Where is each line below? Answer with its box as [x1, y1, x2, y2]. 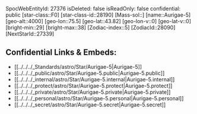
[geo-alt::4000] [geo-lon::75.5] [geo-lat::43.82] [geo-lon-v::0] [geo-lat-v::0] [5, 18, 191, 24]
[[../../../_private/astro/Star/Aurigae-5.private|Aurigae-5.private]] [14, 88, 171, 96]
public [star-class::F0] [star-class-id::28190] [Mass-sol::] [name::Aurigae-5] [5, 11, 191, 18]
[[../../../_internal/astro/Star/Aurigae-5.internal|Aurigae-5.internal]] [14, 75, 175, 83]
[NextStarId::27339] [5, 30, 55, 37]
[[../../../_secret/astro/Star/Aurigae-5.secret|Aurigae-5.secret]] [14, 101, 166, 108]
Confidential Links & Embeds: [5, 47, 117, 58]
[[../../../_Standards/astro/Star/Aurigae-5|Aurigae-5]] [14, 63, 142, 70]
